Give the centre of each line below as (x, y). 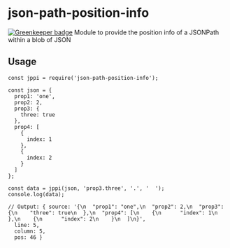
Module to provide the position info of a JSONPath (146, 32)
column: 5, (30, 231)
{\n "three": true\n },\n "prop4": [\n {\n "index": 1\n (113, 213)
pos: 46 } (28, 237)
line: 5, (27, 225)
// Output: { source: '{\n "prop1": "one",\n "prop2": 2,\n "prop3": (116, 207)
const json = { (30, 90)
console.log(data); (36, 194)
